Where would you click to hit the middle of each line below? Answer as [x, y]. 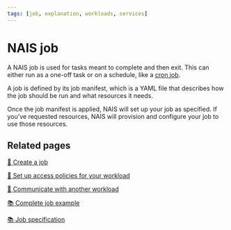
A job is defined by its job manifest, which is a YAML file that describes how [115, 88]
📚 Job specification [36, 220]
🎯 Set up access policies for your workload [69, 176]
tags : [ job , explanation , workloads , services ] [78, 14]
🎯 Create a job [28, 162]
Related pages [39, 146]
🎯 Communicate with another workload [63, 189]
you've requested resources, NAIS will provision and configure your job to [113, 116]
